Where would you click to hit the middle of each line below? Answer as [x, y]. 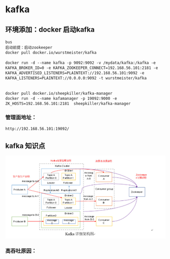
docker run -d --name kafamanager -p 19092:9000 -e [61, 98]
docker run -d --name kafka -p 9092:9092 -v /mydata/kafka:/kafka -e [81, 63]
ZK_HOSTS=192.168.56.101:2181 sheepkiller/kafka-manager [68, 103]
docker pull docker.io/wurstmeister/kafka [51, 53]
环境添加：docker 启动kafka [50, 29]
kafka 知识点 [25, 146]
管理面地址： [21, 117]
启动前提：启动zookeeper [29, 47]
